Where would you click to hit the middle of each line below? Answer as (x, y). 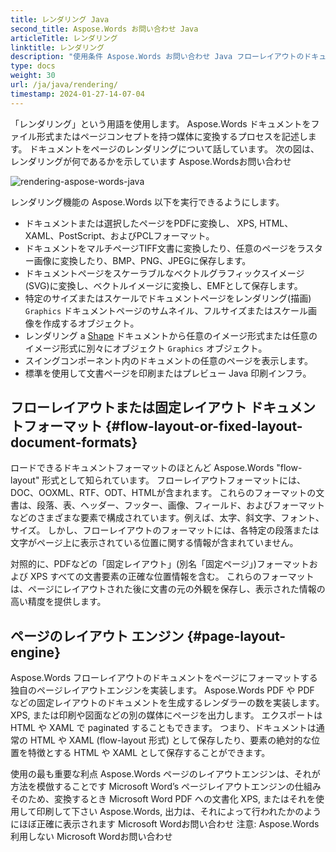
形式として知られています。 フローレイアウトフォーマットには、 (174, 480)
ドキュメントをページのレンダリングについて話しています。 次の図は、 (174, 148)
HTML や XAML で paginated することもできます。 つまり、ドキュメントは (163, 728)
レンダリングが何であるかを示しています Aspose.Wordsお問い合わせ (151, 161)
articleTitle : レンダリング (64, 38)
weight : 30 (33, 76)
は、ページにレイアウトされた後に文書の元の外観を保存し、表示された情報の (168, 589)
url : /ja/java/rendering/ (64, 85)
